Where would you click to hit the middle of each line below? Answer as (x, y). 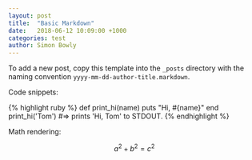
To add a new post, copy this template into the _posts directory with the (126, 68)
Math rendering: (35, 132)
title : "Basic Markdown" (51, 23)
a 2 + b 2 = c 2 (134, 148)
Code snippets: (33, 92)
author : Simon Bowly (43, 46)
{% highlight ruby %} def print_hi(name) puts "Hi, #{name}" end (114, 108)
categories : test (37, 38)
